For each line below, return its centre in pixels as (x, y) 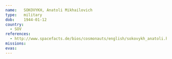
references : (18, 34)
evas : (11, 48)
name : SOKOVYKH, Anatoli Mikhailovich (49, 10)
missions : (16, 44)
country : (15, 24)
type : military (24, 15)
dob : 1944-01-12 (26, 19)
